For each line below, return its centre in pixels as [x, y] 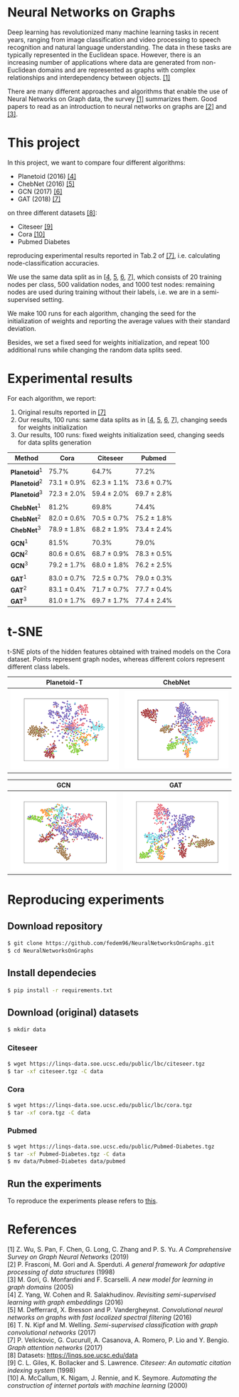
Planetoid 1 [26, 471]
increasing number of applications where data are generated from [104, 62]
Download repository [55, 926]
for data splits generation [54, 442]
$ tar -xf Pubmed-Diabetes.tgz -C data [67, 1154]
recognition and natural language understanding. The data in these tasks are [119, 47]
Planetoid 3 [26, 493]
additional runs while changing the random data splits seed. [95, 350]
